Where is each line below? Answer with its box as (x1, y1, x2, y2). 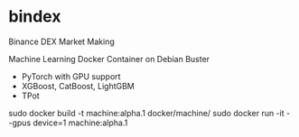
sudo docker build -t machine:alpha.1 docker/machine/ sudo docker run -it (8, 107, 285, 118)
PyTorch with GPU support (21, 70, 121, 82)
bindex (8, 6, 61, 27)
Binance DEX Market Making (8, 36, 115, 47)
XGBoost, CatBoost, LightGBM (21, 80, 135, 91)
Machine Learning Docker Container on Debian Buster (8, 53, 210, 64)
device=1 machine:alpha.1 (33, 117, 128, 128)
